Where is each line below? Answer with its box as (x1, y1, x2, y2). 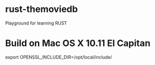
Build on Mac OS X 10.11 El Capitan (5, 37, 151, 49)
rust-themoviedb (5, 3, 78, 15)
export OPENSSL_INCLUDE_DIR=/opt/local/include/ (5, 54, 112, 60)
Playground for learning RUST (5, 20, 67, 26)
